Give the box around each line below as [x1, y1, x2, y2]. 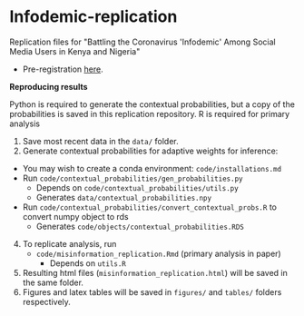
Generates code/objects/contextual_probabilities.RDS [35, 221, 245, 232]
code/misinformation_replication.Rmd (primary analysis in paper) [35, 248, 281, 259]
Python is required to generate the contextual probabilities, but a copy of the [9, 98, 295, 110]
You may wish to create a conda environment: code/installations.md [22, 163, 282, 173]
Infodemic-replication [9, 6, 178, 27]
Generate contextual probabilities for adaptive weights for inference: [22, 145, 279, 156]
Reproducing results [9, 81, 88, 92]
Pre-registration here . [22, 64, 103, 74]
